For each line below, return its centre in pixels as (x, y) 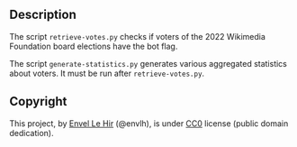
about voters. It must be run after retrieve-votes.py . (107, 73)
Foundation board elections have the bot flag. (94, 46)
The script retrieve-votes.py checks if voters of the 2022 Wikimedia (137, 36)
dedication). (31, 133)
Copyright (38, 101)
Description (43, 15)
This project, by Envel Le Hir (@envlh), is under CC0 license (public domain (149, 123)
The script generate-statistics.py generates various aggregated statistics (148, 63)
